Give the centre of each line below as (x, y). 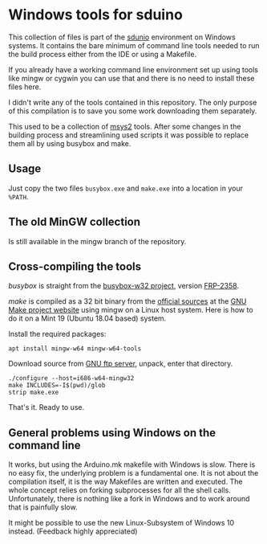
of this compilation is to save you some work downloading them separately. (133, 111)
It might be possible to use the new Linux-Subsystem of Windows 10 (121, 523)
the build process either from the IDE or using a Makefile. (103, 54)
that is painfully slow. (43, 507)
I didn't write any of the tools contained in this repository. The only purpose (133, 102)
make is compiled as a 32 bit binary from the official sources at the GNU (127, 301)
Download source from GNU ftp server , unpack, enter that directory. (121, 364)
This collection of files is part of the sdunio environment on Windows (122, 37)
